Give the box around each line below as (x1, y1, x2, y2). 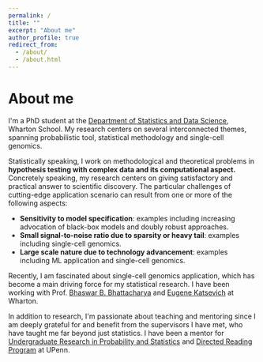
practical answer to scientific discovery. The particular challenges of (8, 181, 231, 190)
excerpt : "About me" (8, 26, 77, 34)
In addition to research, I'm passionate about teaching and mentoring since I (8, 311, 257, 321)
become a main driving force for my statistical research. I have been (8, 279, 231, 288)
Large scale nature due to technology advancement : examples (19, 247, 228, 257)
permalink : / (8, 11, 51, 20)
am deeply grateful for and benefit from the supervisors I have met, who (8, 319, 243, 329)
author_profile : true (8, 33, 80, 42)
